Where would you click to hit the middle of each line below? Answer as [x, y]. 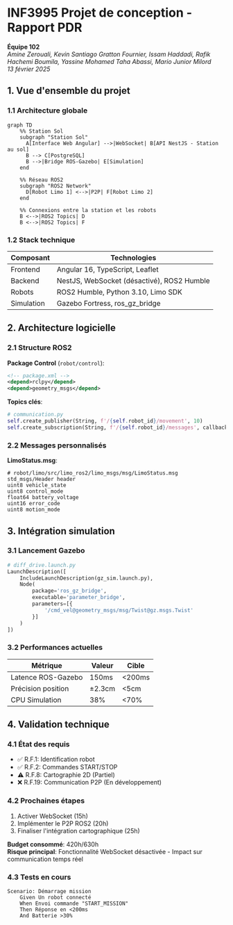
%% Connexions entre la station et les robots [88, 210]
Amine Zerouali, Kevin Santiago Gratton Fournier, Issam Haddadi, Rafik [109, 54]
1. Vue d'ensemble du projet [69, 91]
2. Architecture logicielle [62, 328]
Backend [25, 281]
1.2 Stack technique [41, 240]
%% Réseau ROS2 [42, 180]
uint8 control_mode [35, 491]
